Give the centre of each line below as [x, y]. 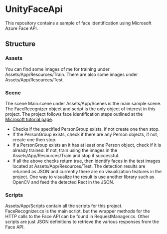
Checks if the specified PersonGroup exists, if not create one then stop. [86, 129]
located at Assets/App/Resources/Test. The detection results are [79, 166]
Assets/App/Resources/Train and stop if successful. [66, 155]
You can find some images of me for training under [57, 69]
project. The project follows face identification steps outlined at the [74, 114]
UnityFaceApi [34, 9]
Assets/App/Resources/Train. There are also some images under [72, 74]
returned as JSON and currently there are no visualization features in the [87, 171]
